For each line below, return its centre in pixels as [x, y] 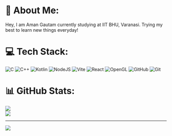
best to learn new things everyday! [42, 30]
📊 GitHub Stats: [40, 91]
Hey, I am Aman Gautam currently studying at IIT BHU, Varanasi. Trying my [84, 25]
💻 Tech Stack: [37, 52]
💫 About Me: [32, 10]
